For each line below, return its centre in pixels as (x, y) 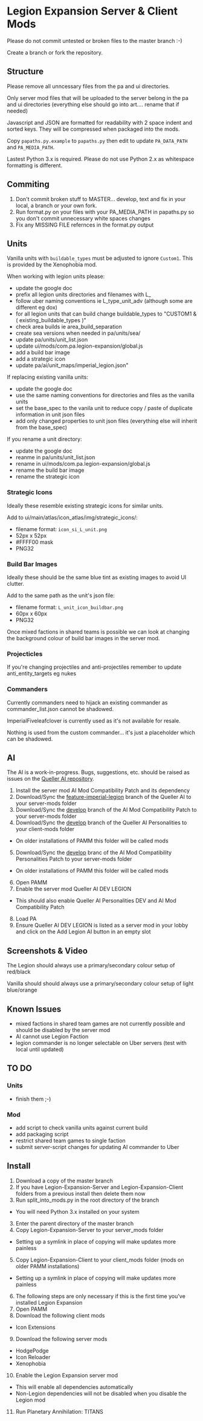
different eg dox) (37, 308)
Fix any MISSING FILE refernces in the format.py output (85, 225)
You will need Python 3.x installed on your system (77, 1211)
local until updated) (40, 1049)
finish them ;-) (33, 1099)
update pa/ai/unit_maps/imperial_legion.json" (72, 365)
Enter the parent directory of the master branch (75, 1223)
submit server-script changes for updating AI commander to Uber (97, 1147)
